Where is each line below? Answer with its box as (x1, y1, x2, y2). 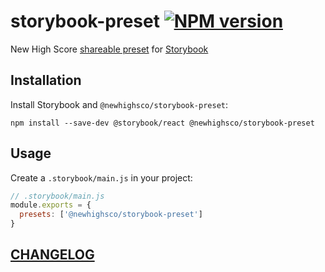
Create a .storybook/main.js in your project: (10, 171, 193, 184)
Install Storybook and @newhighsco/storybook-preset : (10, 98, 229, 110)
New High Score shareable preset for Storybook (10, 43, 209, 55)
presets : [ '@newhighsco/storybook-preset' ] (19, 210, 203, 220)
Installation (10, 72, 82, 89)
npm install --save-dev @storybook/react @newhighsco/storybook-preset (10, 118, 315, 128)
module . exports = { (10, 200, 92, 210)
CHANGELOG (10, 246, 95, 264)
